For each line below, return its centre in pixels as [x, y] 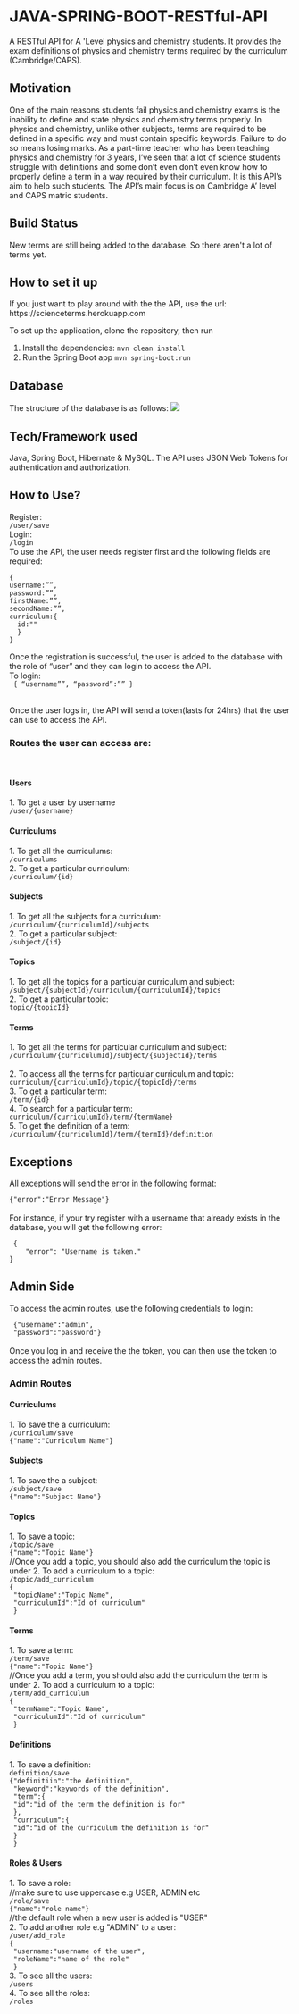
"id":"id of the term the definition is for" [99, 1804]
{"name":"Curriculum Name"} [62, 1440]
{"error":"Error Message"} [59, 1199]
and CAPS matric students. [59, 195]
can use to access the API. [58, 719]
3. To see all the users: [51, 1976]
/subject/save [36, 1490]
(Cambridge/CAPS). [46, 60]
